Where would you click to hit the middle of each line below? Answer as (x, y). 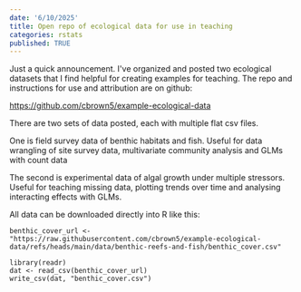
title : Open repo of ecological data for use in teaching (121, 26)
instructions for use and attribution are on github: (101, 88)
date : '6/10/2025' (44, 18)
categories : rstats (46, 34)
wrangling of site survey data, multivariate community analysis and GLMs (146, 151)
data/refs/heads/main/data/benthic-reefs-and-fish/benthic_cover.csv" (146, 247)
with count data (39, 161)
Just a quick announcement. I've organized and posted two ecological (141, 69)
